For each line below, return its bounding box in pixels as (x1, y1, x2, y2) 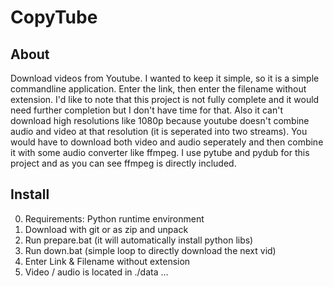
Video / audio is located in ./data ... (24, 266, 169, 278)
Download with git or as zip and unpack (24, 223, 189, 235)
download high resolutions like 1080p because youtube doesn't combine (10, 115, 310, 126)
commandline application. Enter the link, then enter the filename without (10, 83, 307, 95)
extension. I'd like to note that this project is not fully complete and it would (10, 94, 320, 105)
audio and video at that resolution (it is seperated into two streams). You (10, 126, 308, 137)
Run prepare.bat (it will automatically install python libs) (24, 234, 254, 246)
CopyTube (10, 6, 98, 29)
